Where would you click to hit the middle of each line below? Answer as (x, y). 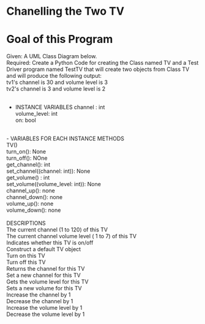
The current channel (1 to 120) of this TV (57, 230)
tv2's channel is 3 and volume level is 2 (56, 89)
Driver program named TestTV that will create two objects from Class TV (98, 69)
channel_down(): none (35, 197)
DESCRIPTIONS (26, 223)
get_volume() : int (28, 178)
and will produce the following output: (54, 76)
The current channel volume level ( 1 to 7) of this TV (71, 236)
